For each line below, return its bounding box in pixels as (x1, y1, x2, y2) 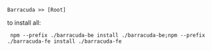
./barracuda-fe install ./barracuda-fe (7, 38, 122, 45)
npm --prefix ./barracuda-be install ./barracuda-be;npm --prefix (10, 32, 206, 39)
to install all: (7, 19, 41, 27)
